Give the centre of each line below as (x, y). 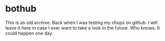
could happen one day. (29, 33)
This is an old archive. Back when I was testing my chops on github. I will (81, 22)
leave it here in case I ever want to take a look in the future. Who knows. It (82, 27)
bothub (21, 9)
